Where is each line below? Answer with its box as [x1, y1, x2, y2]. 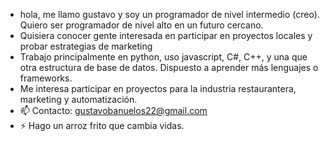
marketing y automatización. [19, 94, 138, 105]
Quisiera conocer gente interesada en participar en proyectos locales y [19, 30, 313, 41]
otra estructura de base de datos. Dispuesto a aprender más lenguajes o [19, 62, 319, 73]
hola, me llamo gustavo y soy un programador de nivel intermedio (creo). [19, 9, 320, 20]
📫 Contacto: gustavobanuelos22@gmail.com [19, 105, 208, 116]
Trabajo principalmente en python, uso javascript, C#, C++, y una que [19, 51, 308, 63]
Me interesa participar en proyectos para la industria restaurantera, [19, 83, 297, 94]
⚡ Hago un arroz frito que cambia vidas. [19, 120, 185, 131]
